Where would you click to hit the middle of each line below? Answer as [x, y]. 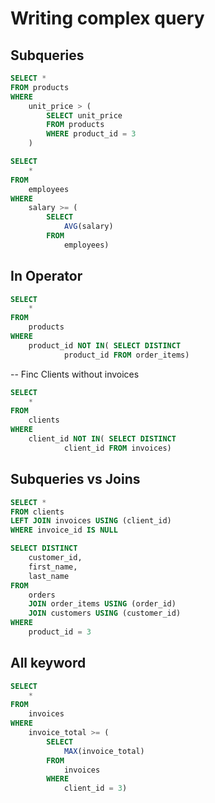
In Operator [46, 276]
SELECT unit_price [84, 115]
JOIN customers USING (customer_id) [105, 613]
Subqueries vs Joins [75, 479]
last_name [49, 576]
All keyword [48, 663]
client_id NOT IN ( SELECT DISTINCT [102, 439]
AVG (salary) [88, 227]
